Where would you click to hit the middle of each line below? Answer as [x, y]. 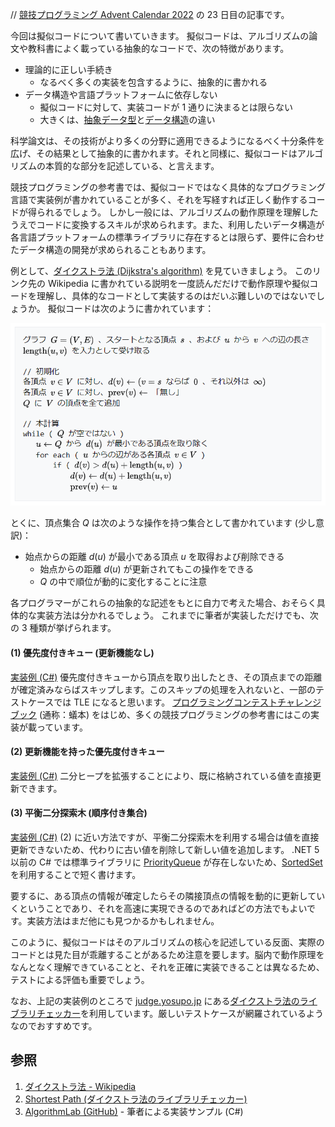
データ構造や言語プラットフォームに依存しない [121, 94]
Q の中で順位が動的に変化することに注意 [123, 582]
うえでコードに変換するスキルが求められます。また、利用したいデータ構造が [167, 224]
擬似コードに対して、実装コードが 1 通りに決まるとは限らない [166, 107]
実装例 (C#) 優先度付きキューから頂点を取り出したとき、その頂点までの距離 [166, 677]
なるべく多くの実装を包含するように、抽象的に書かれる [153, 82]
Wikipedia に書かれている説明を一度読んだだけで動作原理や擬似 [178, 283]
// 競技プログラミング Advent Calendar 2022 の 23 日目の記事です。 [150, 14]
